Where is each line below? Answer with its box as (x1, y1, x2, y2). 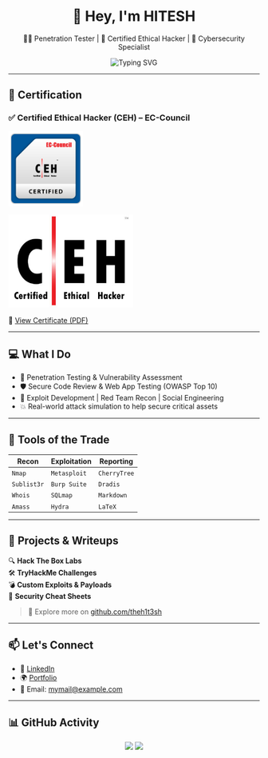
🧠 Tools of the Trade (8, 433, 110, 446)
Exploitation (50, 456, 92, 466)
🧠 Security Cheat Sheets (8, 591, 92, 600)
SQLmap (50, 492, 73, 500)
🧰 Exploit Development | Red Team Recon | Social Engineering (19, 393, 224, 403)
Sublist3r (11, 481, 45, 489)
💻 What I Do (8, 347, 72, 361)
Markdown (98, 492, 128, 500)
